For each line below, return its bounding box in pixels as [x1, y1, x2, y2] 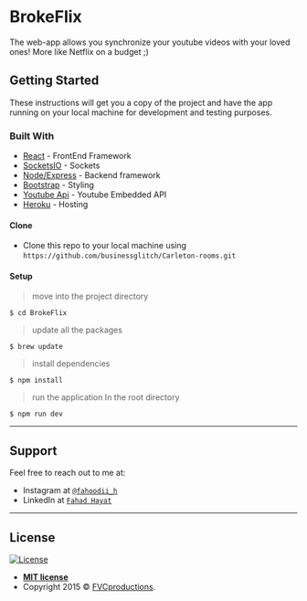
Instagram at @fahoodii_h [22, 485, 118, 496]
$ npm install [9, 376, 64, 385]
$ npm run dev [9, 409, 64, 419]
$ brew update [9, 343, 64, 352]
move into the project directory [31, 290, 149, 302]
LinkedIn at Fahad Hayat [22, 495, 112, 506]
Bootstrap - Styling [22, 180, 94, 191]
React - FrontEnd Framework [22, 151, 132, 162]
